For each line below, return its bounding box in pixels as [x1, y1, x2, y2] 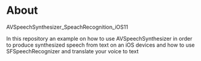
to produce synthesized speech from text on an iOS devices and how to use [6, 41, 195, 48]
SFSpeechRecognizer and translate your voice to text [6, 47, 139, 54]
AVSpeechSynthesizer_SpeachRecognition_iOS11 [6, 23, 129, 30]
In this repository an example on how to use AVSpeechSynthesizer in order [6, 35, 193, 42]
